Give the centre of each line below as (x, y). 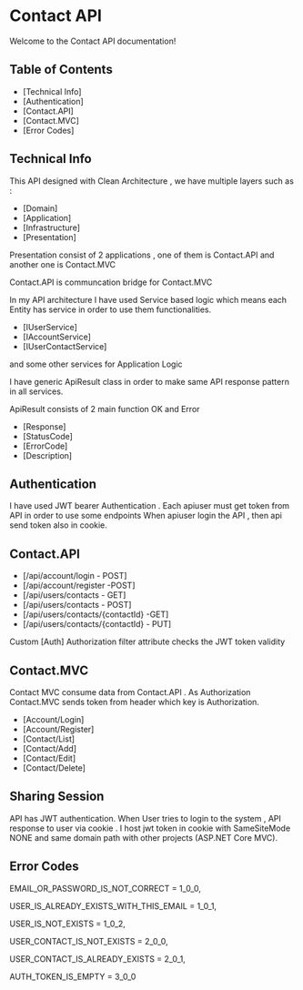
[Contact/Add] (50, 748)
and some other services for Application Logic (96, 364)
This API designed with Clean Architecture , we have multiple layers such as (151, 181)
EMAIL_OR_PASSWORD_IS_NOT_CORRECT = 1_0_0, (106, 888)
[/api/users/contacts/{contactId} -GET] (96, 614)
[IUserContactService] (65, 346)
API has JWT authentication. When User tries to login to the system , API (146, 818)
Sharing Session (57, 797)
